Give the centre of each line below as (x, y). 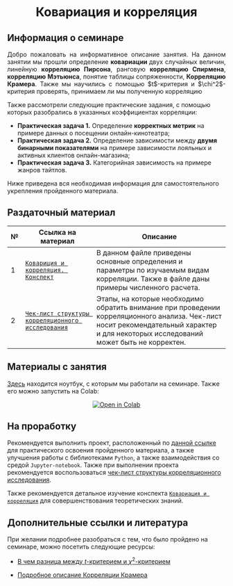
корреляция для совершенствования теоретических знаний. (95, 500)
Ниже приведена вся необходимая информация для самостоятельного (113, 184)
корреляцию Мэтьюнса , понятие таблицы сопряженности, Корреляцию (116, 76)
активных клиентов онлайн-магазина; (74, 155)
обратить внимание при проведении (158, 307)
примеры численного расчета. (148, 287)
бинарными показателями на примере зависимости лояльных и (114, 148)
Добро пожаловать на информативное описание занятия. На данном (116, 54)
